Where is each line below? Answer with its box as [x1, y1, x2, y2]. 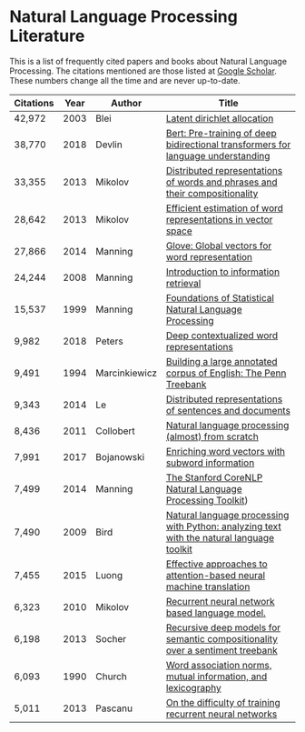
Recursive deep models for [165, 621, 281, 634]
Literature [9, 25, 85, 46]
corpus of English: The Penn [165, 366, 287, 379]
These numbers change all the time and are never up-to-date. [9, 75, 241, 85]
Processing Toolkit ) [165, 494, 249, 506]
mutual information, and [165, 670, 268, 683]
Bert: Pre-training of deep [165, 126, 277, 139]
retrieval [165, 276, 202, 289]
